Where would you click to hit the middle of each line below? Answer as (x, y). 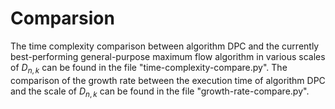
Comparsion (62, 18)
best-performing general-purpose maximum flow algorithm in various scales (168, 56)
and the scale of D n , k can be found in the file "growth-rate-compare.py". (160, 92)
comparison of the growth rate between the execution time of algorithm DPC (168, 80)
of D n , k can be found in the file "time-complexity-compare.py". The (149, 68)
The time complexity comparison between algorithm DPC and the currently (165, 46)
